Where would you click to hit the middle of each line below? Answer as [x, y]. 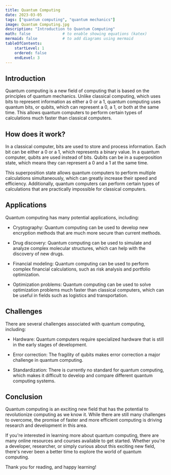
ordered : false [31, 53]
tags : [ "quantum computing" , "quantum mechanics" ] [60, 19]
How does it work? [35, 134]
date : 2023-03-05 [24, 15]
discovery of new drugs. [38, 254]
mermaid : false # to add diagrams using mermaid [69, 39]
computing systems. [34, 381]
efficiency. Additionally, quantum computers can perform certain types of [82, 183]
